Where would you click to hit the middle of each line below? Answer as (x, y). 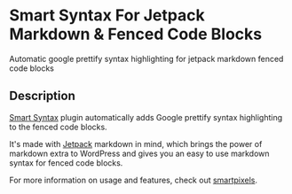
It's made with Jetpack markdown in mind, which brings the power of (136, 144)
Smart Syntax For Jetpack (107, 16)
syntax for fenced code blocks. (66, 163)
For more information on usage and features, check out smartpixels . (134, 180)
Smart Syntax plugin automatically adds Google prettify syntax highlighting (146, 117)
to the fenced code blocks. (59, 127)
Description (42, 96)
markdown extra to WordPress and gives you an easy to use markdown (139, 153)
